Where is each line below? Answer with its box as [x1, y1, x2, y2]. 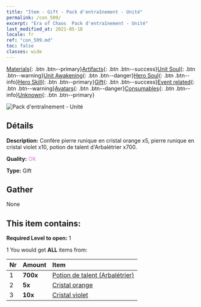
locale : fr [6, 32, 34, 38]
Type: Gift [6, 167, 32, 174]
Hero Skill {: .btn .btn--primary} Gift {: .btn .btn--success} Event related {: [18, 78, 195, 85]
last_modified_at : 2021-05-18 [6, 26, 83, 32]
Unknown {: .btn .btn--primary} [18, 91, 95, 98]
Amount [22, 261, 47, 269]
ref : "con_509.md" [6, 37, 53, 43]
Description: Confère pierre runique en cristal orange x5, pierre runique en [6, 136, 195, 144]
